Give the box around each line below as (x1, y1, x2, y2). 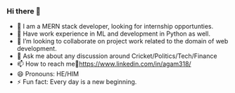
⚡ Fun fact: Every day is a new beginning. (16, 78, 137, 86)
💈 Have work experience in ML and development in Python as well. (16, 29, 210, 38)
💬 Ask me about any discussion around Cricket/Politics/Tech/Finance (16, 52, 217, 60)
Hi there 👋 (6, 6, 42, 16)
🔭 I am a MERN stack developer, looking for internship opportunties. (16, 22, 214, 31)
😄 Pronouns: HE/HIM (16, 70, 79, 78)
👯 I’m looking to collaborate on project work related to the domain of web (16, 37, 229, 45)
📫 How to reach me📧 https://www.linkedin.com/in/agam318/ (16, 59, 191, 69)
